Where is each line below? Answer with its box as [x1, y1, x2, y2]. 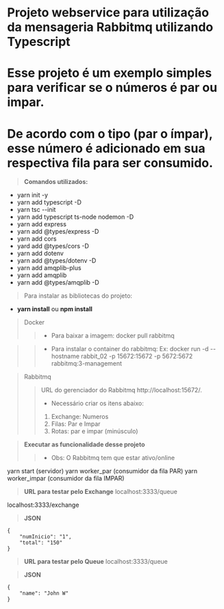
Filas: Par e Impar [51, 420, 101, 428]
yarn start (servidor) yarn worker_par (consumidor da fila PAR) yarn [7, 467, 198, 475]
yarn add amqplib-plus [16, 264, 82, 272]
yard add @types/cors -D [16, 242, 89, 250]
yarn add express [16, 220, 67, 228]
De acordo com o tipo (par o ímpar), [7, 126, 213, 141]
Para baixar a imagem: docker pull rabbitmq [51, 331, 175, 340]
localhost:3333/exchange [7, 501, 79, 509]
